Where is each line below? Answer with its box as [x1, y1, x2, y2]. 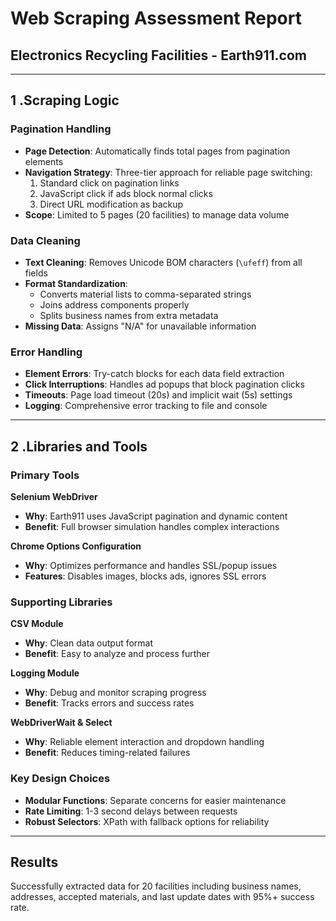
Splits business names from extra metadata [39, 309, 219, 321]
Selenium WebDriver [10, 490, 98, 502]
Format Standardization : [24, 277, 128, 289]
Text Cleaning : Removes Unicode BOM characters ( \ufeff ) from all [24, 256, 303, 268]
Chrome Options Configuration [10, 540, 142, 552]
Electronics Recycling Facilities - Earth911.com [10, 47, 308, 64]
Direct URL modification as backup [39, 198, 184, 210]
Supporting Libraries [10, 595, 113, 609]
